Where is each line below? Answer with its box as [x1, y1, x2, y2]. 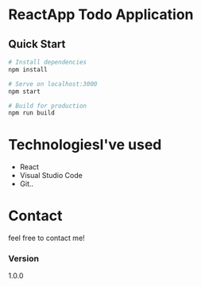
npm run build [8, 109, 56, 117]
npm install [8, 65, 48, 73]
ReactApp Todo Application [8, 6, 194, 24]
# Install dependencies [8, 58, 87, 66]
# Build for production [8, 102, 87, 110]
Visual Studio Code [19, 171, 83, 180]
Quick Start [8, 37, 66, 51]
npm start [8, 87, 41, 95]
